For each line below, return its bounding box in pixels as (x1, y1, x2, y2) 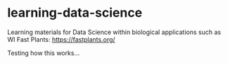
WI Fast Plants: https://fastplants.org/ (7, 35, 115, 43)
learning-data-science (7, 5, 143, 21)
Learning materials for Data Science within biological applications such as (7, 28, 222, 36)
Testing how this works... (7, 49, 80, 57)
